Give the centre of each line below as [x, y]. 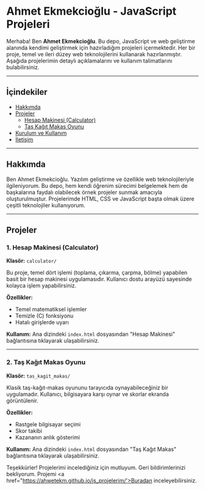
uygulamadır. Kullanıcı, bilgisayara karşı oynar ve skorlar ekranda [88, 394]
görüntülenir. [22, 400]
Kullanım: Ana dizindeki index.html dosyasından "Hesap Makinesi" [91, 334]
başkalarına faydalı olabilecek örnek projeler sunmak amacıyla [85, 192]
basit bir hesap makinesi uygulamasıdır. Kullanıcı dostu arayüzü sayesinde [99, 279]
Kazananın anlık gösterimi [48, 437]
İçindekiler [27, 92]
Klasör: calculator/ [31, 261]
